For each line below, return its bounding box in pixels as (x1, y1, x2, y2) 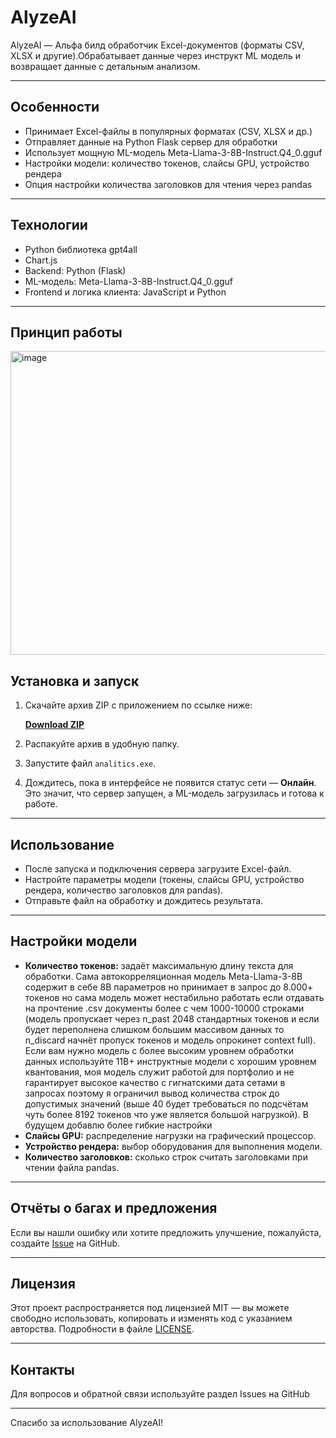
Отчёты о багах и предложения (10, 1200, 218, 1217)
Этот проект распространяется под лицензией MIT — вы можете (10, 1302, 290, 1314)
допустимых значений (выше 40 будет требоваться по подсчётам (24, 1097, 309, 1110)
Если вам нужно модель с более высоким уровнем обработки (24, 1044, 294, 1056)
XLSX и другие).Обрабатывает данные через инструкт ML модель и (10, 49, 301, 61)
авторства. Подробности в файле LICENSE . (10, 1323, 195, 1335)
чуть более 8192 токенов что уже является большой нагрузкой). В (24, 1108, 309, 1120)
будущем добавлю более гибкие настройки (24, 1119, 213, 1131)
